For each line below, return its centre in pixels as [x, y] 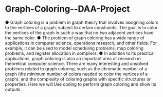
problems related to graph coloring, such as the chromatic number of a [76, 68]
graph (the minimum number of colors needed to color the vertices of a [76, 74]
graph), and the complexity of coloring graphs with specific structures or [78, 79]
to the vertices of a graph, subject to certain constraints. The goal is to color [81, 27]
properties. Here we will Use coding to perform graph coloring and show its [81, 84]
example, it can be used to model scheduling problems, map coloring [74, 48]
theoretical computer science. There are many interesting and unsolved [77, 64]
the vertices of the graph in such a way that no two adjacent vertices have [80, 32]
